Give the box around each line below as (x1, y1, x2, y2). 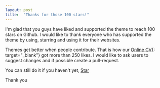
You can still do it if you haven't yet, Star (5, 67, 90, 73)
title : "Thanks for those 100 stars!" (5, 12, 90, 17)
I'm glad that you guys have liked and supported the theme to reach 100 (5, 26, 155, 32)
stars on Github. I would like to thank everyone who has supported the (5, 31, 152, 37)
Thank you (5, 77, 28, 83)
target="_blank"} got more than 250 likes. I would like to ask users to (5, 52, 148, 58)
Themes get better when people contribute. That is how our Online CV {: (5, 47, 155, 53)
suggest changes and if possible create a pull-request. (5, 57, 119, 63)
